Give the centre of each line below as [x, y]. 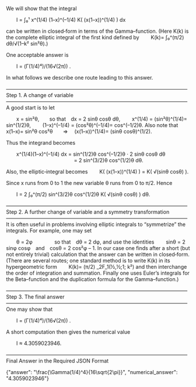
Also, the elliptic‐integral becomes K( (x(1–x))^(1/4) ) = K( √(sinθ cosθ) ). [97, 172]
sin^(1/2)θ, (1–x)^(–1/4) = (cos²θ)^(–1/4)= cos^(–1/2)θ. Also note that [92, 125]
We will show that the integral [41, 8]
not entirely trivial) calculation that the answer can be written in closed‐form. [98, 254]
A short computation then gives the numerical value [68, 332]
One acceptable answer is [37, 55]
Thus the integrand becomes [41, 143]
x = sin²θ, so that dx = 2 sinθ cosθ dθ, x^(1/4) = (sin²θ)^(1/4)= [102, 119]
